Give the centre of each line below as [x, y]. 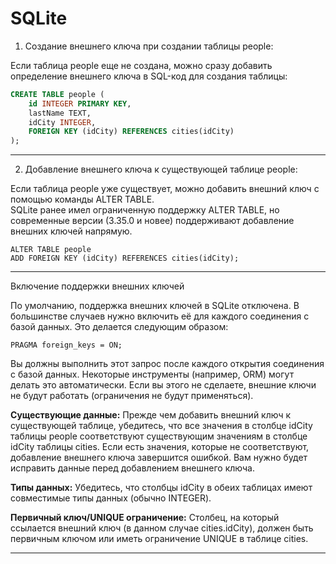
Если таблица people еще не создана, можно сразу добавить [141, 65]
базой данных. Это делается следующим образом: [119, 327]
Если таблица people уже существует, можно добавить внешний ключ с [165, 189]
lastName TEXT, [60, 113]
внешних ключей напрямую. [71, 231]
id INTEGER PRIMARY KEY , [80, 103]
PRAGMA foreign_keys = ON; [66, 345]
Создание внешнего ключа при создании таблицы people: [149, 46]
